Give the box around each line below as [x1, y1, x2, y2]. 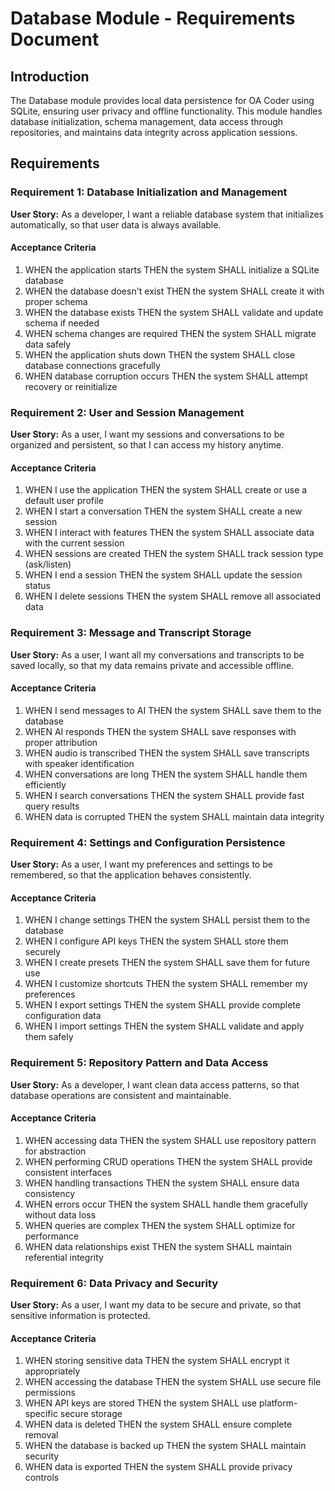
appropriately [24, 1365, 81, 1377]
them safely [24, 1031, 74, 1043]
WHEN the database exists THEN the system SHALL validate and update [24, 306, 324, 318]
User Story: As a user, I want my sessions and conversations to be [10, 428, 285, 441]
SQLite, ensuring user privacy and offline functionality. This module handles [10, 105, 323, 117]
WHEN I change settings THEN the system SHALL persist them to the [24, 914, 311, 926]
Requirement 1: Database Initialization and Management [10, 185, 288, 199]
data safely [24, 338, 72, 350]
